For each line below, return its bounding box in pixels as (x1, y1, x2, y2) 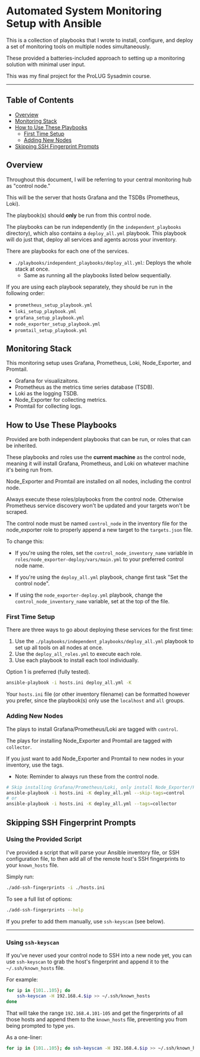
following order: (6, 289, 45, 296)
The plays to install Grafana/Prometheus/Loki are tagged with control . (6, 726, 179, 733)
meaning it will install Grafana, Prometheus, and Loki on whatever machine (6, 460, 189, 467)
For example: (6, 976, 39, 983)
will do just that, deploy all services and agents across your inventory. (6, 235, 177, 243)
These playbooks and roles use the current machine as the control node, (6, 454, 186, 461)
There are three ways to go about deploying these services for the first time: (6, 626, 193, 633)
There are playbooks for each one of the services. (6, 247, 129, 255)
